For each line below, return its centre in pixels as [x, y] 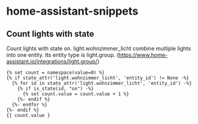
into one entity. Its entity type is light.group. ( [62, 55]
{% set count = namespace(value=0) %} [55, 73]
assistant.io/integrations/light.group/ [52, 61]
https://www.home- [143, 55]
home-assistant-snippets [72, 11]
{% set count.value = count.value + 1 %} [76, 94]
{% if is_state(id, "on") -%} [56, 89]
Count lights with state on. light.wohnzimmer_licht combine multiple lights [99, 48]
